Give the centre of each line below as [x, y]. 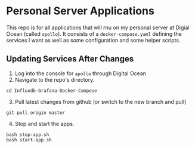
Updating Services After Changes [70, 59]
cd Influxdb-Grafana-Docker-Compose [52, 91]
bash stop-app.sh [28, 135]
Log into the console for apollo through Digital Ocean [81, 73]
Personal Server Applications [81, 11]
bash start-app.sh [29, 140]
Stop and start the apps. [44, 124]
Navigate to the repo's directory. [55, 79]
